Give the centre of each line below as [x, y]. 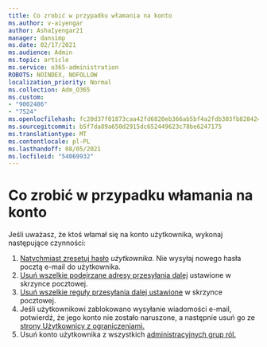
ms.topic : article [39, 60]
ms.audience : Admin [41, 53]
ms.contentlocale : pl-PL [49, 141]
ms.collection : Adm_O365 [49, 90]
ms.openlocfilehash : [43, 119]
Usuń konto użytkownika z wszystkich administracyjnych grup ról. [128, 334]
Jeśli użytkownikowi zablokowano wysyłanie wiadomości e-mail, [126, 309]
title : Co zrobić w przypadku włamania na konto [90, 16]
